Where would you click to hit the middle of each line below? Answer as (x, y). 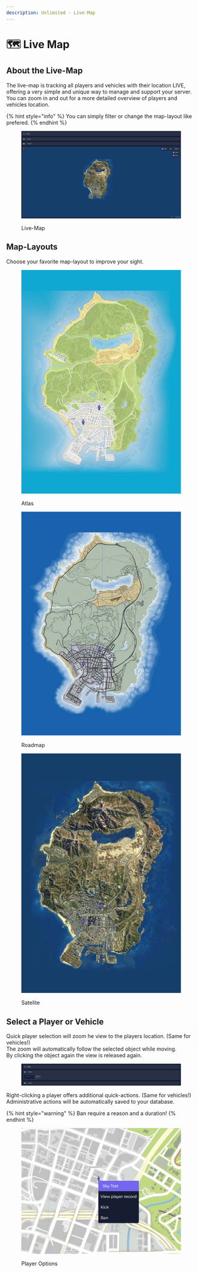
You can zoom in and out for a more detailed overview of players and (92, 98)
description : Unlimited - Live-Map (51, 13)
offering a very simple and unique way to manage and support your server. (99, 92)
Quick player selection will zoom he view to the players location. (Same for (99, 1036)
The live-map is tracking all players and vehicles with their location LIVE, (96, 85)
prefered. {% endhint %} (37, 122)
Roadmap (33, 745)
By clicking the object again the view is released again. (74, 1056)
